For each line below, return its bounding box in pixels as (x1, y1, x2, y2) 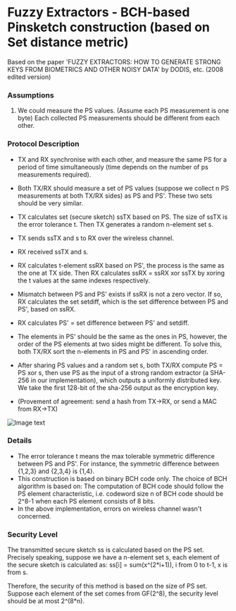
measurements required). (17, 170, 92, 179)
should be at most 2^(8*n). (7, 597, 85, 605)
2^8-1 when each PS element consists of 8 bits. (17, 497, 156, 505)
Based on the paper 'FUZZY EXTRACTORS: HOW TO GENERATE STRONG (7, 57, 221, 66)
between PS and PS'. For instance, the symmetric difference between (17, 459, 220, 468)
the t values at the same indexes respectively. (17, 276, 150, 285)
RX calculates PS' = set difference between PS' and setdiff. (17, 319, 190, 327)
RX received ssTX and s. (17, 247, 89, 256)
